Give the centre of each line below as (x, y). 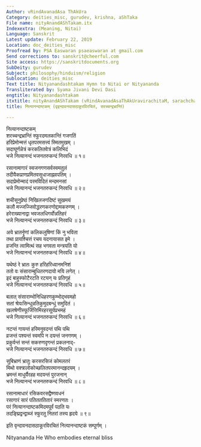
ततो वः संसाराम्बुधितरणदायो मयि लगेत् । (43, 271)
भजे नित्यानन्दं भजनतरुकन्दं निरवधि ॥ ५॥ (46, 285)
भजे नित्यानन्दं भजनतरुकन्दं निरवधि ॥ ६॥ (46, 317)
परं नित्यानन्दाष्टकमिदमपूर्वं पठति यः (38, 407)
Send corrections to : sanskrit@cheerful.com (63, 56)
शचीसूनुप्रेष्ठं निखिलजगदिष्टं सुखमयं (39, 200)
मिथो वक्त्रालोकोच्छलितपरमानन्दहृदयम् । (43, 368)
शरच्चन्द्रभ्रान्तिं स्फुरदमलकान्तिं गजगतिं (41, 135)
